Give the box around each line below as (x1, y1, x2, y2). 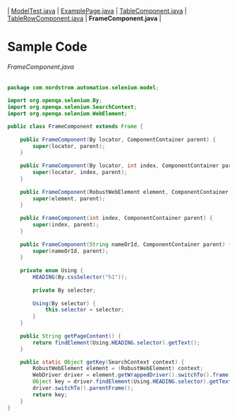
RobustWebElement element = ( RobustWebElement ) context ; (32, 365, 203, 372)
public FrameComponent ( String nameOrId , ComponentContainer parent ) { (20, 240, 232, 248)
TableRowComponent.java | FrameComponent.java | (7, 14, 162, 23)
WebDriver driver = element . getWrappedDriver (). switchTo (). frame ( (32, 371, 232, 379)
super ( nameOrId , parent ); (32, 247, 109, 254)
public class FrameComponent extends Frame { (7, 123, 143, 130)
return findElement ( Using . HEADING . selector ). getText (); (32, 339, 200, 346)
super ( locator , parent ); (32, 142, 106, 149)
